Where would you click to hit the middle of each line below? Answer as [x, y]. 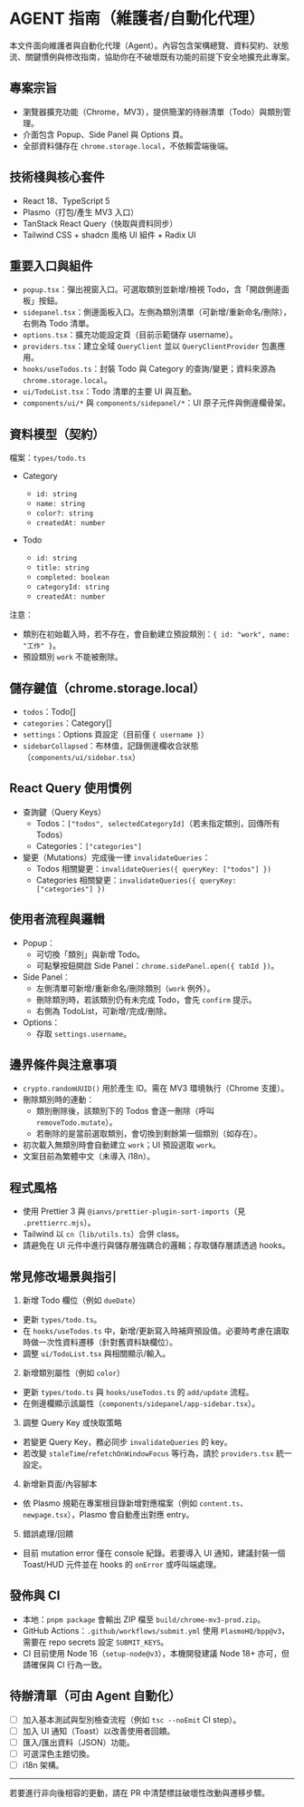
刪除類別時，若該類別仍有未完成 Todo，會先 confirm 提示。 [146, 1000]
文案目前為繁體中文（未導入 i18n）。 [89, 1157]
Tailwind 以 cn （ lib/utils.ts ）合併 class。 [103, 1234]
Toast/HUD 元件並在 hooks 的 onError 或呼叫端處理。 [122, 1565]
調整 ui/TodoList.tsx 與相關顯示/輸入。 [96, 1353]
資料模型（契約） [57, 434]
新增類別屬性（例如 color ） [73, 1373]
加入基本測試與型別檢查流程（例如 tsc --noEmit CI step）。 [132, 1719]
